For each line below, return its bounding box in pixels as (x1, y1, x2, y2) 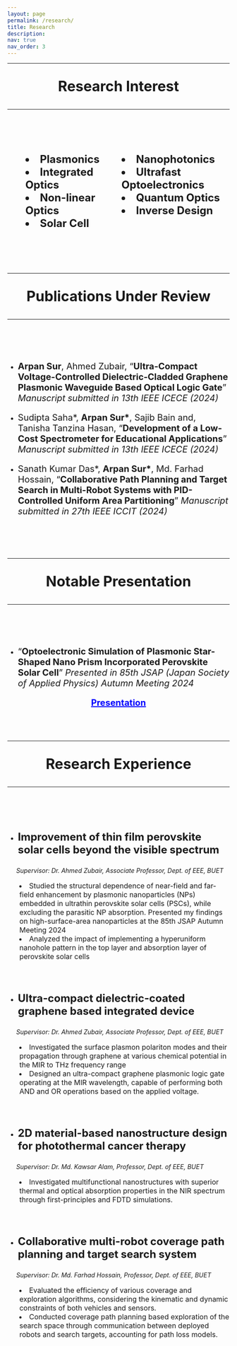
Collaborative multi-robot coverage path (17, 1235, 225, 1248)
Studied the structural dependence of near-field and (29, 881, 202, 890)
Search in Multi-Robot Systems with (17, 485, 172, 496)
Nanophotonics (135, 153, 215, 166)
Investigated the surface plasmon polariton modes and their (29, 1043, 228, 1052)
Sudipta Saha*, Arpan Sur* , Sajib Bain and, (17, 412, 196, 423)
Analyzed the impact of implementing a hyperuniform (29, 934, 206, 944)
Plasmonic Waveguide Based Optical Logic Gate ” (17, 382, 227, 393)
